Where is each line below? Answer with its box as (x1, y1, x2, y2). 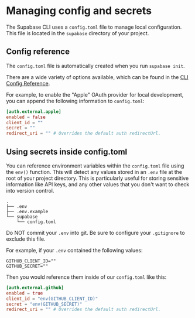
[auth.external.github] (6, 285, 64, 290)
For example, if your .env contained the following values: (6, 247, 143, 254)
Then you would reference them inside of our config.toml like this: (6, 273, 167, 281)
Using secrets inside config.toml (6, 146, 128, 156)
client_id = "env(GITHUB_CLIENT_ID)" (6, 296, 98, 302)
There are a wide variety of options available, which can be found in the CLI (6, 73, 189, 80)
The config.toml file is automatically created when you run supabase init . (6, 62, 186, 69)
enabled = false (6, 114, 46, 120)
